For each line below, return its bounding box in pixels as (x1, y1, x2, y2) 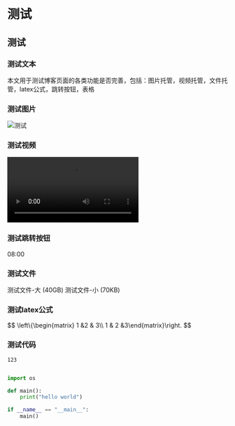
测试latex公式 (7, 304, 54, 314)
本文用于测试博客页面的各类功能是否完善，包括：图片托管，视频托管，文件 (7, 76, 222, 85)
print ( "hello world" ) (20, 394, 83, 401)
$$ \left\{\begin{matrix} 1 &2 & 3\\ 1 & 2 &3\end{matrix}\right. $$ (7, 321, 192, 330)
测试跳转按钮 (7, 233, 51, 243)
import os (7, 374, 36, 381)
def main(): (7, 387, 42, 395)
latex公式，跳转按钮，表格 (19, 85, 95, 93)
